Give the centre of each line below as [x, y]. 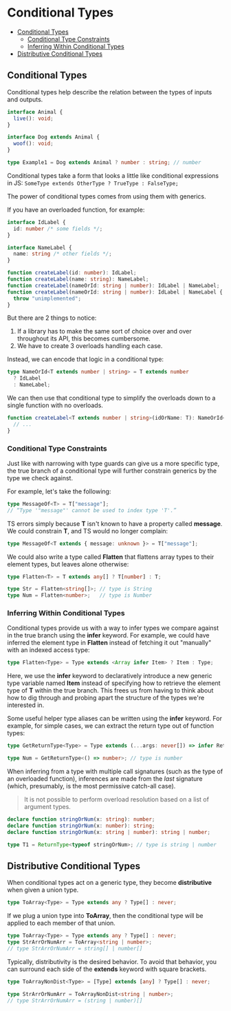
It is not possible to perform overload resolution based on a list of [117, 799]
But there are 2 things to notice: [52, 318]
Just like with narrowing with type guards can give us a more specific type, [113, 463]
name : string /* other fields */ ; [63, 254]
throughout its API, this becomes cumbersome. [84, 338]
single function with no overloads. [55, 405]
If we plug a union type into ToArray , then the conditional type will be [105, 916]
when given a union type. [43, 890]
